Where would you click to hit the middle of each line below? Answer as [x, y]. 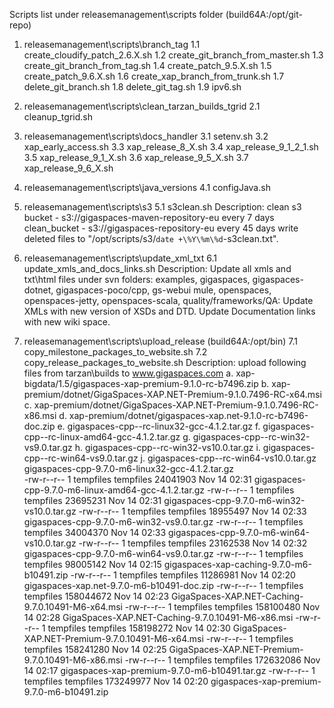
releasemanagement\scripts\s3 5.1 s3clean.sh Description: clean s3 [162, 207]
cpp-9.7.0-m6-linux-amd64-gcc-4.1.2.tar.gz [114, 490]
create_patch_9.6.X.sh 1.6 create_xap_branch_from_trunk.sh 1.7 [154, 76]
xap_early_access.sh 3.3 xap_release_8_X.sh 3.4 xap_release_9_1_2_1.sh [171, 147]
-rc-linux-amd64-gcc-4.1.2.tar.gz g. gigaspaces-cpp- [154, 437]
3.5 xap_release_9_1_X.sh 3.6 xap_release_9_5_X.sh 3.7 [136, 157]
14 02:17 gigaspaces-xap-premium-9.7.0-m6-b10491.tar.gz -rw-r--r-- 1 [169, 670]
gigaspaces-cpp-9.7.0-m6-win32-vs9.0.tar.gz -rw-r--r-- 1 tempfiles [163, 522]
